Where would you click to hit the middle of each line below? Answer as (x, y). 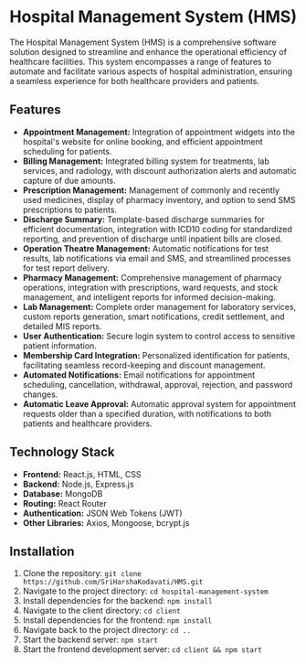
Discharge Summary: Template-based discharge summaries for (143, 219)
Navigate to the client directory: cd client (101, 611)
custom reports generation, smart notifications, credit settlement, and (153, 316)
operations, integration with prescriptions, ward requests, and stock (150, 287)
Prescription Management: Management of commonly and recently (151, 190)
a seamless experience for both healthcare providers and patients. (135, 80)
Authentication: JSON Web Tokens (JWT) (102, 513)
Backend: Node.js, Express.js (78, 484)
